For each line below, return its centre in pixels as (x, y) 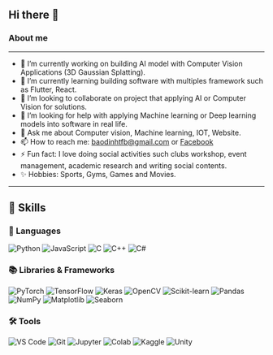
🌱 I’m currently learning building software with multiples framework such (142, 80)
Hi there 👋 (34, 15)
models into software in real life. (74, 123)
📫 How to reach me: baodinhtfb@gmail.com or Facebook (117, 141)
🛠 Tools (25, 321)
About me (28, 38)
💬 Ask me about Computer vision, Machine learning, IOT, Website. (130, 132)
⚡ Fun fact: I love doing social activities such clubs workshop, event (133, 154)
